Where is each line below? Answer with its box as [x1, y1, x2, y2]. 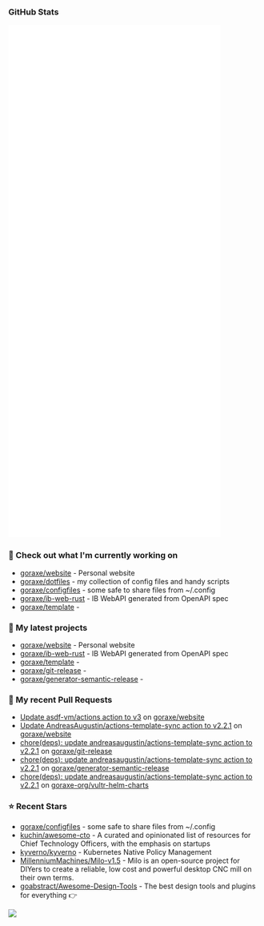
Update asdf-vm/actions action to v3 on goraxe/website [19, 712, 206, 722]
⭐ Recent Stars [8, 801, 68, 812]
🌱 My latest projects [8, 622, 88, 633]
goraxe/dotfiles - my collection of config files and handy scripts [19, 576, 230, 586]
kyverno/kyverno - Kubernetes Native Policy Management [19, 848, 212, 857]
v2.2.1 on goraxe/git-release [19, 747, 113, 756]
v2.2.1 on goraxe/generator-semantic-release [19, 764, 170, 773]
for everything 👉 [19, 891, 78, 900]
